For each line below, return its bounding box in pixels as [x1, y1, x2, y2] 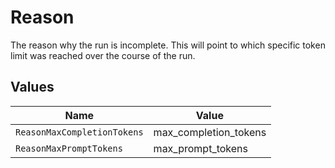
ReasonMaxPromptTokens [15, 142, 123, 154]
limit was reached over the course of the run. [10, 49, 196, 61]
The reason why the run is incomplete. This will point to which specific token [10, 39, 326, 51]
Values [10, 79, 55, 96]
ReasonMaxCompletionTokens [15, 126, 144, 138]
